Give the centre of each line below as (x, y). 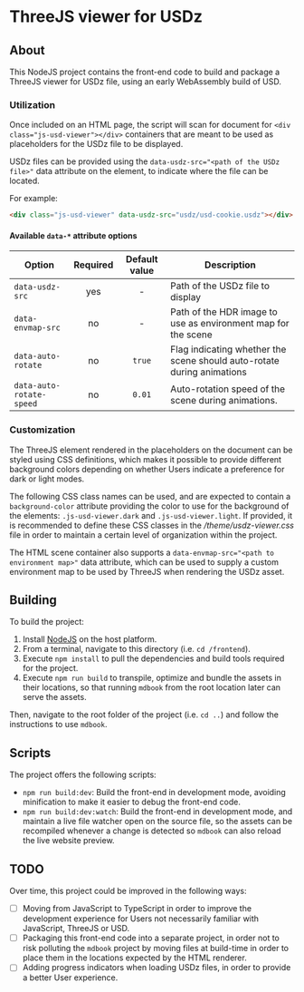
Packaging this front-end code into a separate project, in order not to (151, 938)
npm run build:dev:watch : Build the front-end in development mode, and (157, 812)
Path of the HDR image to (224, 312)
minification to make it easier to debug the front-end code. (132, 802)
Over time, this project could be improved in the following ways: (128, 891)
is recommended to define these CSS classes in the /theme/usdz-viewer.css (152, 525)
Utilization (33, 104)
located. (24, 181)
